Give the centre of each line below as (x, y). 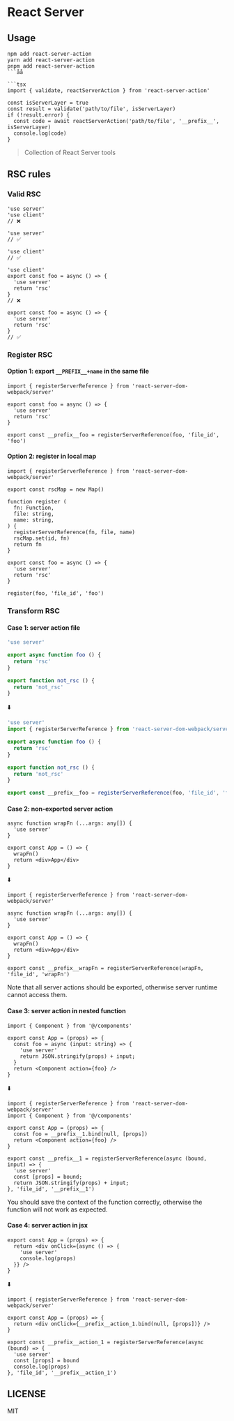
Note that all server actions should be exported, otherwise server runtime (112, 987)
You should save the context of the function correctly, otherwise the (105, 1202)
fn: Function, (34, 508)
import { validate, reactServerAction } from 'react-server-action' (109, 91)
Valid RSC (24, 194)
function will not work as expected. (57, 1209)
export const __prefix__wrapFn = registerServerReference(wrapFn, (106, 969)
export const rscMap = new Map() (56, 489)
